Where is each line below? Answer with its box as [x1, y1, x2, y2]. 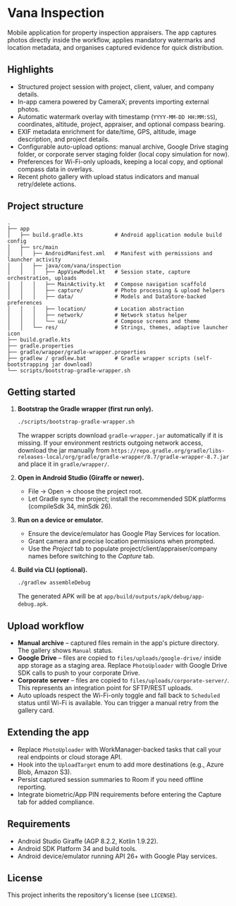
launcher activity [7, 256, 61, 263]
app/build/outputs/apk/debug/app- [104, 594, 206, 601]
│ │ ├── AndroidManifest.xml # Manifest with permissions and [7, 250, 213, 257]
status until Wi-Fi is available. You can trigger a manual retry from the [17, 698, 219, 706]
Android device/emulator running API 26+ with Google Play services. [17, 852, 218, 860]
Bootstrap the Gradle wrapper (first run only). [17, 405, 154, 413]
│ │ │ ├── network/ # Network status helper [7, 312, 188, 319]
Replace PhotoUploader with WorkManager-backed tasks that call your [17, 745, 222, 754]
